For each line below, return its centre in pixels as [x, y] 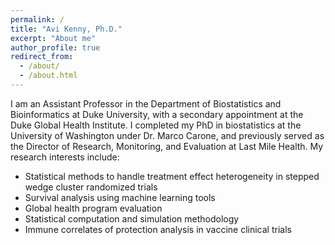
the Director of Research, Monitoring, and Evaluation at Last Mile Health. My [167, 146]
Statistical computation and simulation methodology [132, 218]
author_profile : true [55, 47]
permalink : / [37, 19]
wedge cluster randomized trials [91, 187]
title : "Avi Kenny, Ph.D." [66, 29]
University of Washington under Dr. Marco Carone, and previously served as [167, 135]
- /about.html [48, 76]
